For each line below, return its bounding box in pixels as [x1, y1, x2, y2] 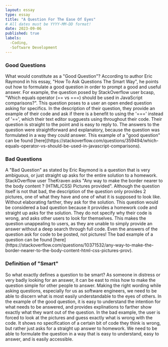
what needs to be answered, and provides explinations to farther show [5, 304, 152, 310]
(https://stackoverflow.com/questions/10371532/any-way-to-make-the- [5, 242, 154, 248]
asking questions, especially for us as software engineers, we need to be [5, 287, 157, 293]
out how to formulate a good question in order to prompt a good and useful [5, 84, 161, 90]
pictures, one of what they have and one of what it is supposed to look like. [5, 194, 161, 200]
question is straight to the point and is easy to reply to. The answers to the [5, 121, 160, 127]
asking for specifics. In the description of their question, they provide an [5, 105, 155, 111]
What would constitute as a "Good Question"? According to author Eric [5, 73, 153, 79]
